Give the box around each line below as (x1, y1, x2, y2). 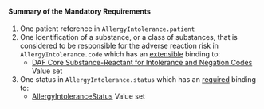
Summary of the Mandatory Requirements (8, 6, 152, 16)
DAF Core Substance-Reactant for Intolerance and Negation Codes (31, 58, 253, 68)
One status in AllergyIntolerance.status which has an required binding (19, 75, 257, 84)
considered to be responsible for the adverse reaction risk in (19, 41, 219, 51)
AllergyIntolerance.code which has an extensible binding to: (19, 49, 221, 59)
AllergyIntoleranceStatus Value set (31, 91, 146, 101)
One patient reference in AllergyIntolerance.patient (19, 24, 195, 33)
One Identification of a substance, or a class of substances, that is (19, 33, 238, 42)
